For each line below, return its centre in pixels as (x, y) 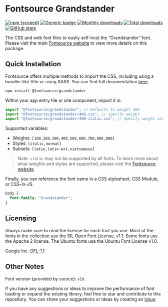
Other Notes (24, 267)
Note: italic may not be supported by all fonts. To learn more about (88, 159)
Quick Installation (33, 64)
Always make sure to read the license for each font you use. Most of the (79, 230)
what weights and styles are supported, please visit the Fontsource (86, 164)
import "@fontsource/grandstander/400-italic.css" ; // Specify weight (80, 119)
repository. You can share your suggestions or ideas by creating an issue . (81, 299)
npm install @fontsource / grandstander (45, 91)
